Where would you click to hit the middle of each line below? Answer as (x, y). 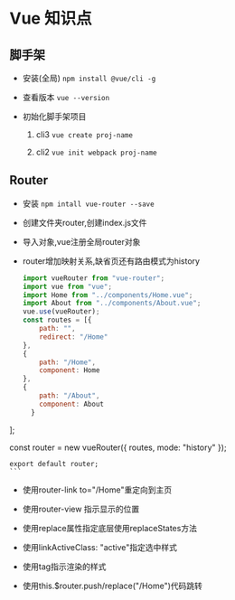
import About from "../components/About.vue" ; (112, 304)
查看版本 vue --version (66, 97)
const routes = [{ (57, 320)
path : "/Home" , (68, 362)
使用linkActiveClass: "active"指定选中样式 (100, 547)
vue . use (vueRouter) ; (61, 312)
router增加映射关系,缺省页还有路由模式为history (111, 261)
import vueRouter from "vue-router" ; (94, 278)
